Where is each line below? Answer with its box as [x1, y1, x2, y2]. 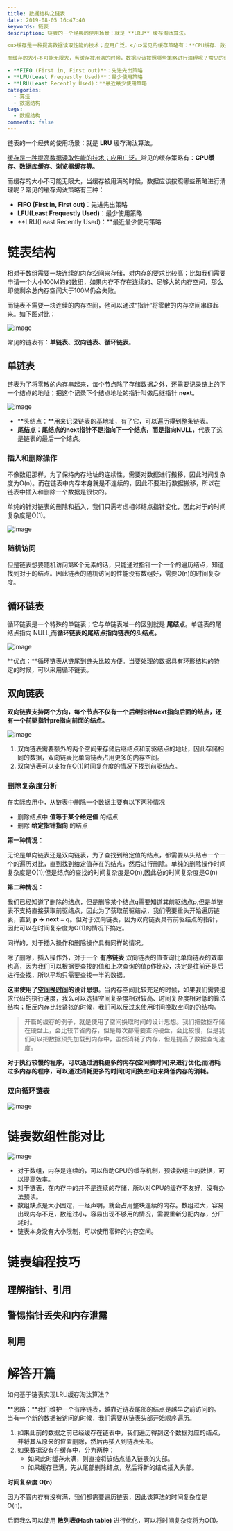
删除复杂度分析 [7, 780, 58, 790]
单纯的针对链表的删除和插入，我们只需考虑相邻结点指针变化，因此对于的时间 [7, 502, 226, 510]
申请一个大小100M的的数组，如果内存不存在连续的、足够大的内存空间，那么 [7, 277, 224, 285]
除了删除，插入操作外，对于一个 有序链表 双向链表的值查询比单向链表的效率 [7, 953, 223, 962]
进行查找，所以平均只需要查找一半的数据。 [7, 971, 129, 979]
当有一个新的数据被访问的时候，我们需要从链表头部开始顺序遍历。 [7, 1414, 196, 1422]
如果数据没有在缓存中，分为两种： [17, 1446, 115, 1454]
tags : [7, 106, 23, 113]
